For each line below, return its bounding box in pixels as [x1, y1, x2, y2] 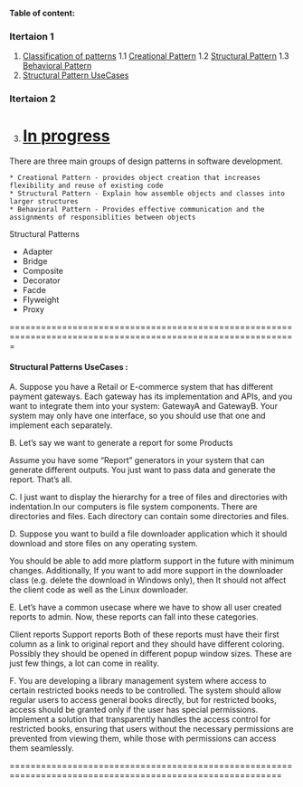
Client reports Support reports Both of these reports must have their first [9, 629, 279, 640]
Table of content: [9, 8, 75, 18]
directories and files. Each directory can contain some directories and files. [9, 511, 289, 522]
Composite [22, 266, 64, 277]
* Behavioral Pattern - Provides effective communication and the [9, 205, 265, 214]
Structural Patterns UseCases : [9, 361, 128, 372]
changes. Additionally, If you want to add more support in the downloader [9, 565, 283, 576]
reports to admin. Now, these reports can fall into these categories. [9, 612, 260, 622]
